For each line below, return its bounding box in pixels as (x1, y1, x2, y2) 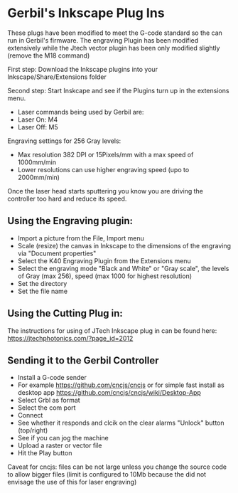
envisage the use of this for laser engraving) (7, 478, 137, 487)
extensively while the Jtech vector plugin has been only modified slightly (7, 43, 220, 52)
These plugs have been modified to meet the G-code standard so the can (7, 28, 222, 37)
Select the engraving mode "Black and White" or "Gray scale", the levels (17, 264, 229, 272)
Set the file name (17, 287, 68, 295)
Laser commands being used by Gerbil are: (17, 107, 144, 116)
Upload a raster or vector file (17, 441, 102, 450)
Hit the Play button (17, 449, 72, 457)
